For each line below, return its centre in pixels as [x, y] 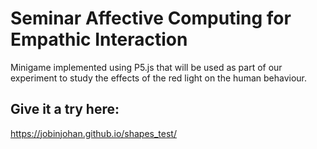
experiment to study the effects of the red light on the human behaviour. [158, 78]
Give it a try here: [65, 109]
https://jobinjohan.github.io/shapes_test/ [93, 133]
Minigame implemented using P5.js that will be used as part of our [146, 67]
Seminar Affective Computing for [151, 18]
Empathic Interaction [99, 39]
